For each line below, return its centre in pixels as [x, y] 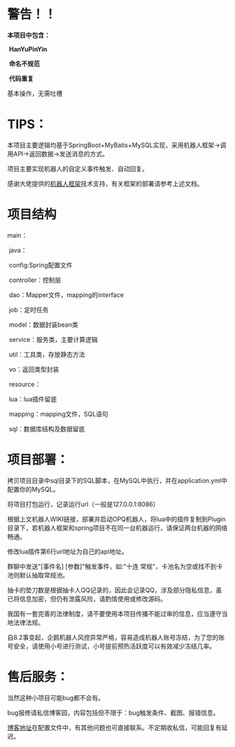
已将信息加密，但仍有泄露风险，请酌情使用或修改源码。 [87, 598]
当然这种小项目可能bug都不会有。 [56, 697]
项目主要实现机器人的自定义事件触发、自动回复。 [78, 168]
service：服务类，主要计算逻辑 [53, 339]
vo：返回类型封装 [34, 369]
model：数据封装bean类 [43, 324]
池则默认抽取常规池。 [38, 575]
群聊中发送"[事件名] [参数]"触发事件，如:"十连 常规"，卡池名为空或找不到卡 [115, 566]
